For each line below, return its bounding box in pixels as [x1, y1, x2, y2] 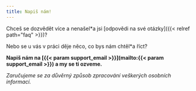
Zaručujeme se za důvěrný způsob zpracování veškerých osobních [6, 71, 171, 79]
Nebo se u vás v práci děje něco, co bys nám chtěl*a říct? [6, 43, 147, 50]
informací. [6, 78, 31, 85]
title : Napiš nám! [6, 8, 52, 15]
